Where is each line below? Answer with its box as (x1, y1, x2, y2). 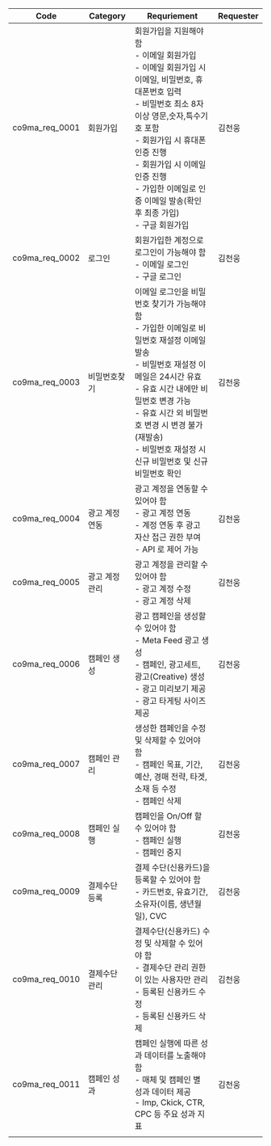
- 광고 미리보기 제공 (134, 683, 206, 694)
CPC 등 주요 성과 (134, 1109, 196, 1119)
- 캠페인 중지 (134, 847, 182, 857)
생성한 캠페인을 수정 (134, 723, 206, 734)
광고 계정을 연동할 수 (134, 483, 208, 494)
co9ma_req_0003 (12, 377, 81, 387)
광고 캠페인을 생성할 (134, 610, 206, 621)
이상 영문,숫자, (134, 111, 186, 121)
